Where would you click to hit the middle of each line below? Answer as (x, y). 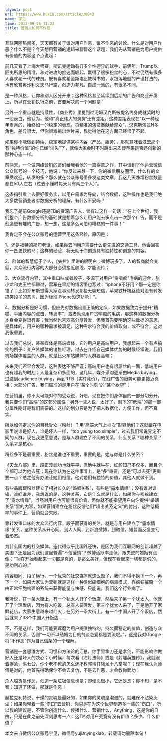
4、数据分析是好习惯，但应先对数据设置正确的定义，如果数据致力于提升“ (80, 308)
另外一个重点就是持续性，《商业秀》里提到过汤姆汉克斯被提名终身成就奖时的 (83, 112)
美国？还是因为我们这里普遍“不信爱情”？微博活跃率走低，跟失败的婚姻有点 (81, 553)
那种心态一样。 (20, 154)
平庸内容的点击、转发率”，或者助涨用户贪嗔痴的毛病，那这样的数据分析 (87, 314)
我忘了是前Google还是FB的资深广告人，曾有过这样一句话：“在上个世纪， (79, 211)
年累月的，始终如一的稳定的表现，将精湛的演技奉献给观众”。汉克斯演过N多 (82, 125)
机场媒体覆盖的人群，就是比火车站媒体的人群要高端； (60, 356)
